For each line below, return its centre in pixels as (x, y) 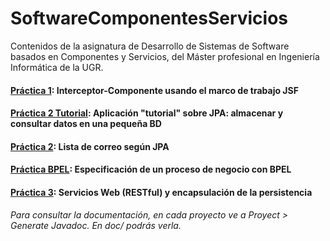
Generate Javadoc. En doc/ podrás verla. (96, 225)
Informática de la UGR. (57, 67)
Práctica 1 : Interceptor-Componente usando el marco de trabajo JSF (154, 90)
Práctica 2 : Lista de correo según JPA (90, 146)
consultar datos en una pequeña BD (86, 124)
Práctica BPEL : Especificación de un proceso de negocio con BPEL (151, 169)
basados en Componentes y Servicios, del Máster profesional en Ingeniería (165, 56)
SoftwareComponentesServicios (149, 18)
